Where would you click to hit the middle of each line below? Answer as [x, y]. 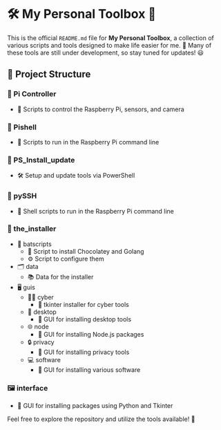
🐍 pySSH [22, 196]
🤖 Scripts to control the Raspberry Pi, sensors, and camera [100, 109]
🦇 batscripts [34, 244]
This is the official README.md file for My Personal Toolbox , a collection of [110, 38]
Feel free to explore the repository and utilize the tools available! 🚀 [101, 419]
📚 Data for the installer [60, 277]
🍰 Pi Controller [32, 94]
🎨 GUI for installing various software [89, 370]
